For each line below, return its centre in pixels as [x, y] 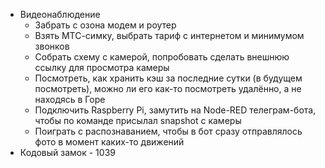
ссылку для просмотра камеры [102, 67]
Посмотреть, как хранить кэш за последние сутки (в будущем [168, 78]
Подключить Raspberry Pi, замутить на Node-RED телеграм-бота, [175, 110]
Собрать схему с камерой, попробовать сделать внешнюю [162, 57]
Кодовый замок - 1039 [67, 152]
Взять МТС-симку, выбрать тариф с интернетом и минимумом [169, 35]
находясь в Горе [70, 99]
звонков [52, 46]
